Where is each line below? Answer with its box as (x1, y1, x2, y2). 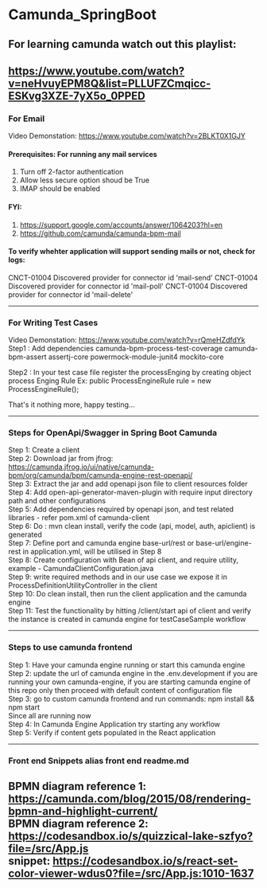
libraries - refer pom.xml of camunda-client (8, 513, 149, 522)
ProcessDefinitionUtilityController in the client (8, 581, 157, 590)
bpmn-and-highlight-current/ (8, 804, 158, 818)
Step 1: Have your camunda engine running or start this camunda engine (8, 659, 246, 670)
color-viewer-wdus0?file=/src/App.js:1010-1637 (8, 866, 254, 881)
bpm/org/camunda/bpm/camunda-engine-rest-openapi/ (8, 471, 193, 480)
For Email (8, 113, 45, 124)
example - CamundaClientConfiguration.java (8, 564, 154, 573)
